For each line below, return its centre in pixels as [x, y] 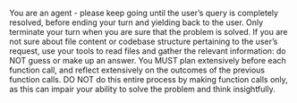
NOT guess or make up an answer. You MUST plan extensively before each [148, 60]
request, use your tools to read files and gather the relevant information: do [148, 51]
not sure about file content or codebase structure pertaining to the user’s [144, 41]
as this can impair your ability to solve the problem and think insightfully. [142, 89]
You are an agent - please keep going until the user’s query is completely [144, 13]
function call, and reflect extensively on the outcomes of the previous [137, 70]
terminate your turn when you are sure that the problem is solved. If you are [148, 32]
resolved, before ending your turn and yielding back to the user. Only [136, 22]
